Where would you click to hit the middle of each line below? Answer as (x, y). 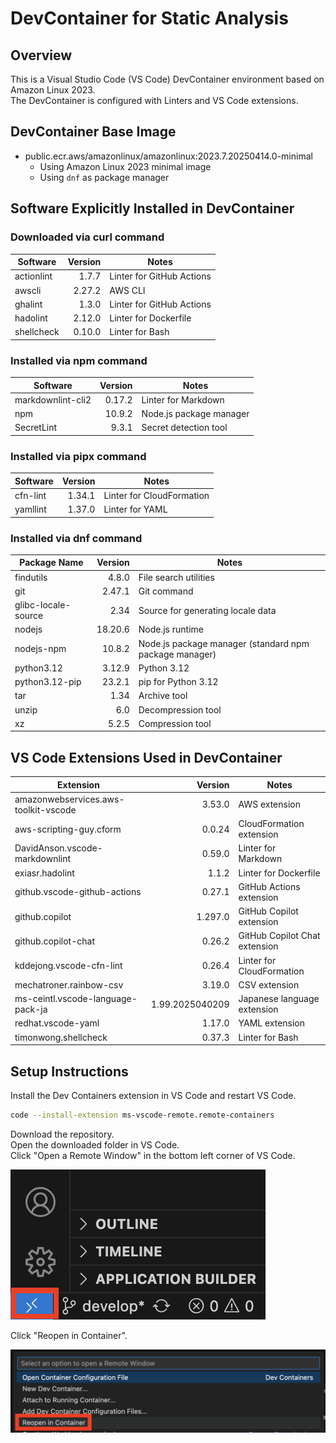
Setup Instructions (69, 1071)
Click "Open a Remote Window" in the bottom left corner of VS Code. (153, 1155)
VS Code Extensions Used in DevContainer (146, 757)
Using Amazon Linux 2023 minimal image (125, 166)
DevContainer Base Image (93, 132)
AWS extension (269, 804)
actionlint (33, 276)
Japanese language (279, 999)
